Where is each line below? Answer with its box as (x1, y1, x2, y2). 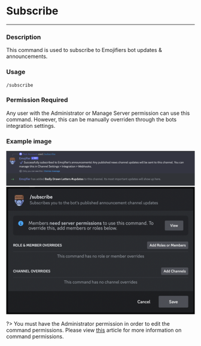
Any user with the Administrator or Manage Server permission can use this (6, 109, 190, 117)
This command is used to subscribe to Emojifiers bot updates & (6, 47, 163, 54)
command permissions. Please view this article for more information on (6, 326, 182, 333)
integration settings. (6, 122, 56, 129)
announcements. (6, 53, 48, 60)
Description (6, 33, 41, 41)
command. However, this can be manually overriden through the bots (6, 115, 177, 123)
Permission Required (6, 96, 68, 104)
